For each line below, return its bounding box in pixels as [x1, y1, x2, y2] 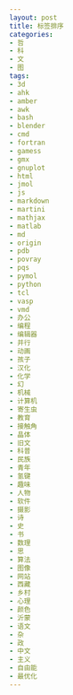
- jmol [9, 180, 34, 189]
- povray [9, 255, 42, 265]
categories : [9, 30, 53, 39]
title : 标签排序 [9, 22, 64, 30]
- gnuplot [9, 163, 46, 172]
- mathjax [9, 213, 46, 222]
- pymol [9, 272, 38, 281]
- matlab [9, 222, 42, 230]
